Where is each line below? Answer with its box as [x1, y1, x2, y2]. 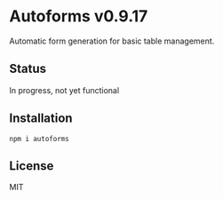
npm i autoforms [9, 134, 69, 143]
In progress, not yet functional [9, 84, 120, 95]
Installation [9, 111, 73, 126]
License [9, 158, 54, 173]
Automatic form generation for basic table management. [9, 36, 215, 46]
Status [9, 61, 47, 76]
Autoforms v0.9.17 [9, 6, 148, 27]
